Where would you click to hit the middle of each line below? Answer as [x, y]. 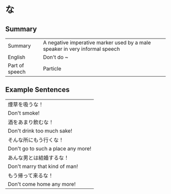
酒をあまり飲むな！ [31, 122]
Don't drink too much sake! [40, 131]
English [17, 57]
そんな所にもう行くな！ [36, 140]
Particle [52, 69]
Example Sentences [37, 90]
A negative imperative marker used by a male [97, 42]
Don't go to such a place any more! [50, 148]
